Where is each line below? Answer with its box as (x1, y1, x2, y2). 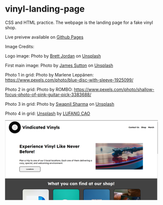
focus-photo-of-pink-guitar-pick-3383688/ (5, 92, 91, 97)
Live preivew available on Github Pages (5, 34, 84, 40)
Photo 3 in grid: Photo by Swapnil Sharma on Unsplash (5, 101, 114, 107)
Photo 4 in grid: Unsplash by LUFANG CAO (5, 111, 91, 116)
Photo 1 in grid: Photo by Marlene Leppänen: (5, 72, 94, 77)
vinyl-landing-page (5, 3, 85, 15)
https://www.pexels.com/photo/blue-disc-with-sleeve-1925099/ (5, 77, 133, 83)
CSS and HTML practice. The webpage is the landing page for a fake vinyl (5, 19, 153, 25)
